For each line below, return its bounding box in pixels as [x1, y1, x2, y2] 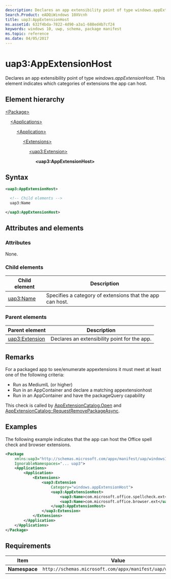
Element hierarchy [5, 95, 65, 104]
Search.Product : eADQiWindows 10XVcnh [5, 12, 88, 17]
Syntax [5, 173, 28, 182]
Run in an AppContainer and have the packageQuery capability [12, 392, 145, 399]
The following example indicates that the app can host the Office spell [5, 436, 152, 442]
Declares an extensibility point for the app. [50, 335, 152, 342]
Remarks [5, 353, 35, 361]
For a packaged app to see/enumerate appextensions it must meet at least [5, 366, 161, 373]
